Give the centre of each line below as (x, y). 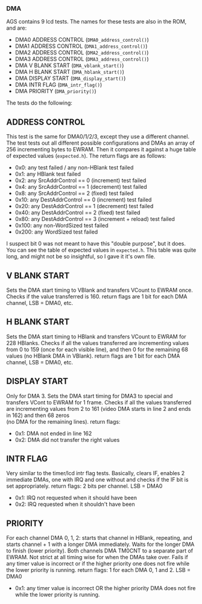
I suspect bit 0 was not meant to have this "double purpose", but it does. (96, 244)
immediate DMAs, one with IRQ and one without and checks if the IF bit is (97, 480)
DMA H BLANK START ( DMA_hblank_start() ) (70, 72)
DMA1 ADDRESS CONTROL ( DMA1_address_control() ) (81, 46)
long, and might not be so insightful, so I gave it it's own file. (81, 257)
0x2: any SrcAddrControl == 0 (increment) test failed (80, 180)
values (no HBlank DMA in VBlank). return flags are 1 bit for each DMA (93, 356)
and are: (17, 28)
